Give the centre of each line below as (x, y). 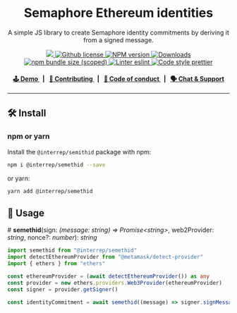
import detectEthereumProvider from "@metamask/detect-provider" (105, 257)
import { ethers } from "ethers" (56, 264)
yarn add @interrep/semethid (50, 191)
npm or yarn (29, 137)
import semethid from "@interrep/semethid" (72, 251)
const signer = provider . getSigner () (63, 289)
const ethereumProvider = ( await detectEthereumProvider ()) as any (109, 276)
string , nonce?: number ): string (52, 238)
